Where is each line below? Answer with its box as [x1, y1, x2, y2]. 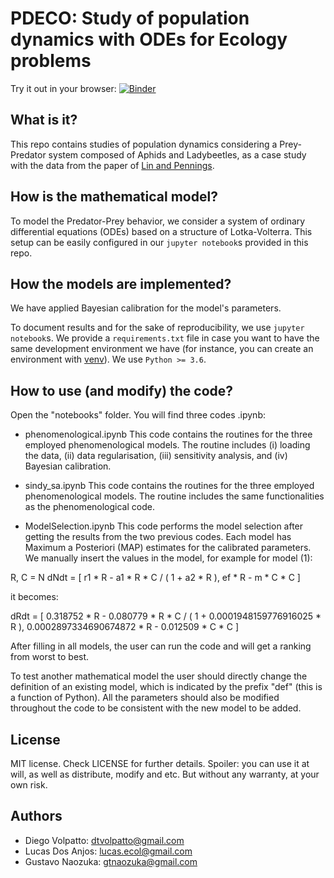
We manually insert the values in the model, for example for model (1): [24, 552, 313, 564]
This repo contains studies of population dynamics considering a [10, 138, 278, 150]
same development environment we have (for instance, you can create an [10, 343, 314, 355]
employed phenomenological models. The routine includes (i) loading [24, 439, 311, 451]
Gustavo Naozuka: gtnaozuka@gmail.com [24, 855, 198, 867]
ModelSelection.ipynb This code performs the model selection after [24, 520, 304, 532]
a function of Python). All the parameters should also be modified [10, 692, 280, 704]
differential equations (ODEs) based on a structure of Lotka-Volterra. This [10, 225, 313, 237]
